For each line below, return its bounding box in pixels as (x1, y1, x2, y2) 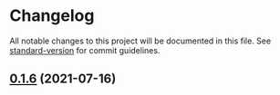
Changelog (9, 5, 95, 26)
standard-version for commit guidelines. (9, 44, 161, 55)
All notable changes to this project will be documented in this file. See (9, 35, 272, 46)
